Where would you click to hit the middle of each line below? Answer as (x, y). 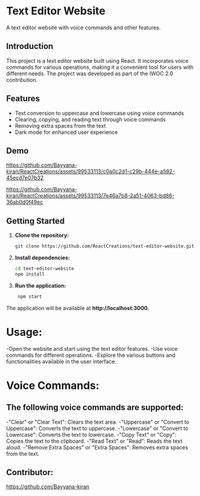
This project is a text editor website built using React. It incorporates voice (98, 60)
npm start (30, 296)
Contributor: (30, 472)
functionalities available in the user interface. (61, 361)
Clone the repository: (42, 235)
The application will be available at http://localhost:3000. (78, 308)
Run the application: (41, 286)
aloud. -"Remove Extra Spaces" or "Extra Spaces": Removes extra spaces (97, 447)
